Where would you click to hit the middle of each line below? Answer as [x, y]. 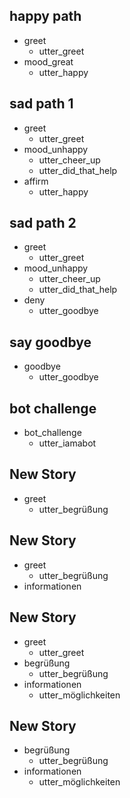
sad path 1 [41, 104]
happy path [45, 16]
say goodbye [50, 342]
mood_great [48, 61]
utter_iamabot [67, 443]
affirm [36, 181]
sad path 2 [43, 223]
